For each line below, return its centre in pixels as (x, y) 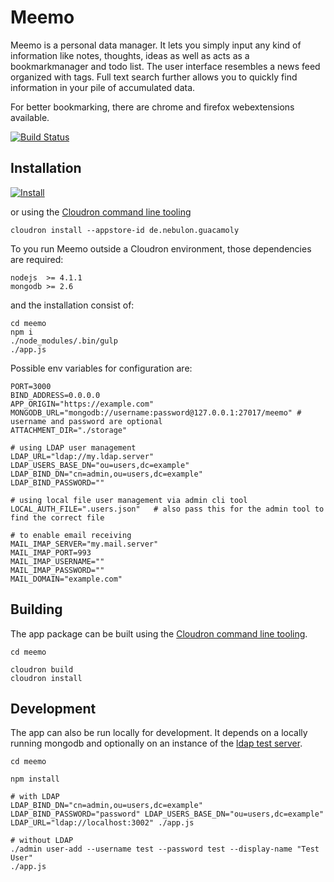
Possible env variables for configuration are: (101, 368)
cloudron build (42, 669)
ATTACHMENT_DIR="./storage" (69, 430)
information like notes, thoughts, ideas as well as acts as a (130, 55)
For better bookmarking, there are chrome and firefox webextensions (152, 107)
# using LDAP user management (73, 447)
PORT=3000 (31, 386)
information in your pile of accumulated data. (103, 87)
